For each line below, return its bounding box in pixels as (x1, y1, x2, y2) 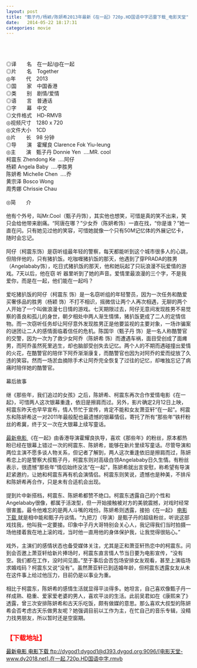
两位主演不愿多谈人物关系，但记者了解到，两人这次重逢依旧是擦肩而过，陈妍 (6, 449, 191, 456)
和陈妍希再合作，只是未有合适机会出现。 (6, 478, 104, 485)
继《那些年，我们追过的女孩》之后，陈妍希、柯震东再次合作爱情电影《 (6, 392, 176, 399)
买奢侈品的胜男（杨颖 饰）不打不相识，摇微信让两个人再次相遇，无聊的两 (6, 298, 182, 305)
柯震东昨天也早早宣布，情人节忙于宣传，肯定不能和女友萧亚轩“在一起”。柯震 (6, 406, 191, 413)
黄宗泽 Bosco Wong (6, 178, 54, 185)
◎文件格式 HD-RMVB (6, 112, 62, 119)
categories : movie (6, 25, 51, 31)
